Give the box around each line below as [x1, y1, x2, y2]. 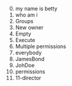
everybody [15, 49, 42, 56]
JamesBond [15, 56, 45, 62]
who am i [15, 11, 38, 18]
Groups [15, 18, 34, 24]
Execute [15, 37, 35, 43]
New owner [15, 24, 44, 31]
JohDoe [15, 62, 35, 69]
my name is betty [15, 5, 58, 12]
